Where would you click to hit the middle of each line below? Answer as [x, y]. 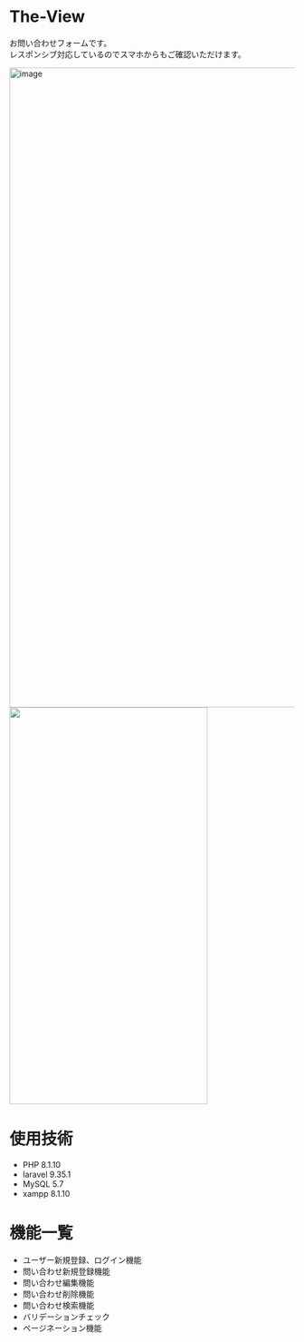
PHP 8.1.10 [42, 1164]
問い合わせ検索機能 [58, 1305]
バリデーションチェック [66, 1317]
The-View [47, 17]
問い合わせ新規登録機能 [66, 1271]
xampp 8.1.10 [46, 1193]
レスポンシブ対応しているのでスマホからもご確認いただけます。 [128, 54]
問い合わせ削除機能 [58, 1294]
